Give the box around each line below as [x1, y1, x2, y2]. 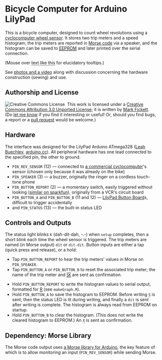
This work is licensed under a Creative [67, 101, 144, 107]
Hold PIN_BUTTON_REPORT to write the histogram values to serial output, [12, 281, 151, 287]
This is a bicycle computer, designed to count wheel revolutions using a [5, 30, 147, 35]
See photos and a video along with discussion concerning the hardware [5, 69, 148, 75]
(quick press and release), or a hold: [5, 247, 77, 253]
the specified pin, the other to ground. [5, 154, 81, 160]
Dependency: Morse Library [5, 331, 91, 340]
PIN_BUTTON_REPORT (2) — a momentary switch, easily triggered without [12, 184, 153, 190]
